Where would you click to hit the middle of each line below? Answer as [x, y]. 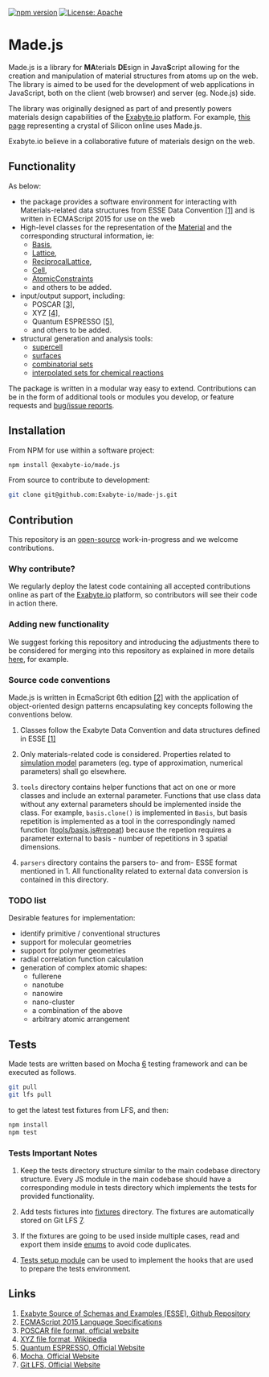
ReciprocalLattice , [62, 261]
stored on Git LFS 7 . [53, 1220]
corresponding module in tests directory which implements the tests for [138, 1187]
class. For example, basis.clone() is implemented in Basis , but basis [133, 813]
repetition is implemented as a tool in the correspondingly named [127, 821]
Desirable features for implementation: [72, 918]
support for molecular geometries [75, 942]
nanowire [47, 994]
